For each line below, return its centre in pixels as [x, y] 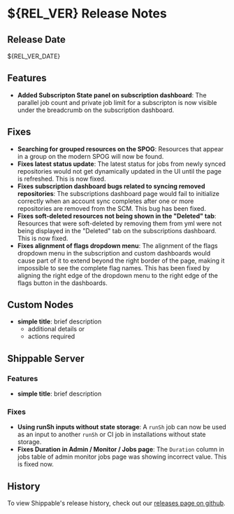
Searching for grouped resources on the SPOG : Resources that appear [120, 148]
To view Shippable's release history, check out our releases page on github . [116, 503]
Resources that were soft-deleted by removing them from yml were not [119, 223]
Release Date [37, 40]
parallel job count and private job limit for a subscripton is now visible [117, 102]
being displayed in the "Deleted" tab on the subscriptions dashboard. [117, 230]
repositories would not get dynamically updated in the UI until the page [119, 171]
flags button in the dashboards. [63, 283]
